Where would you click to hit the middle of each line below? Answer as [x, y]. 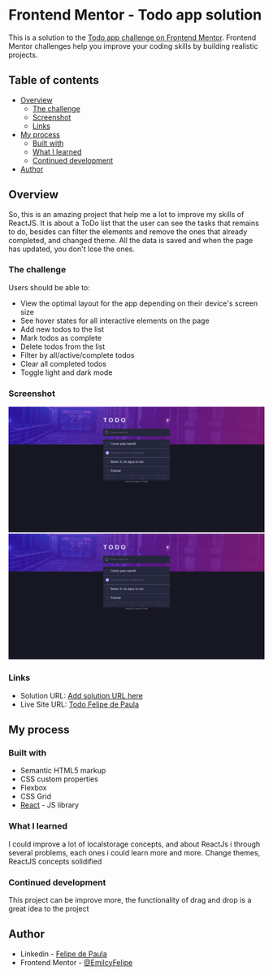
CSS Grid [35, 797]
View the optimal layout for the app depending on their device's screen [139, 303]
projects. [23, 54]
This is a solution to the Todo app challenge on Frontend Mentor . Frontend [132, 37]
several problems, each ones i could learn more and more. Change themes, [134, 852]
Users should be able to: [50, 287]
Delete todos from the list [63, 346]
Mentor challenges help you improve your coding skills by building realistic [133, 46]
